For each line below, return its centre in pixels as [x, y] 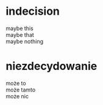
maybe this [20, 28]
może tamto [21, 90]
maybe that [20, 34]
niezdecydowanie [51, 66]
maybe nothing [25, 41]
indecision [33, 11]
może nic [17, 96]
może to [16, 83]
